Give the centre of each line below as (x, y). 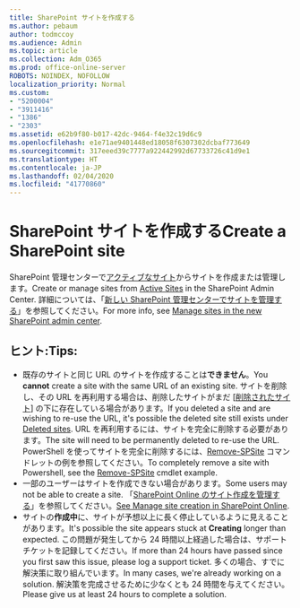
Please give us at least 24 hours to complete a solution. (124, 594)
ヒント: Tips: (43, 351)
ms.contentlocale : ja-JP (56, 168)
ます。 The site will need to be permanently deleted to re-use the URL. (151, 439)
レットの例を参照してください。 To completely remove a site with (150, 462)
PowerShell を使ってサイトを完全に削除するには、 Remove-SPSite (143, 451)
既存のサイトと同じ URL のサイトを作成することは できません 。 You (145, 374)
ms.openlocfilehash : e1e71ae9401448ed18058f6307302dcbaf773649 (130, 143)
